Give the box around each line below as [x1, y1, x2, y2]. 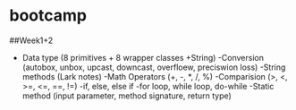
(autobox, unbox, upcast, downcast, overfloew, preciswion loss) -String [21, 62, 286, 72]
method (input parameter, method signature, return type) [21, 90, 233, 101]
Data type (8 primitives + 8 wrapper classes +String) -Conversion [21, 52, 264, 63]
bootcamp [9, 5, 88, 26]
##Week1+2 [9, 35, 54, 46]
